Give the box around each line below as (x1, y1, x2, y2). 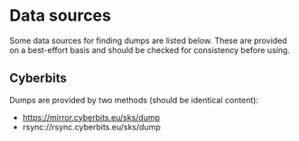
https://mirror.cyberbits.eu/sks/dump (22, 111, 161, 122)
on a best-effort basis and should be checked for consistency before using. (9, 44, 291, 55)
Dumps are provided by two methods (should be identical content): (9, 94, 259, 105)
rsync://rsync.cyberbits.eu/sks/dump (22, 121, 161, 132)
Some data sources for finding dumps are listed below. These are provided (9, 35, 287, 46)
